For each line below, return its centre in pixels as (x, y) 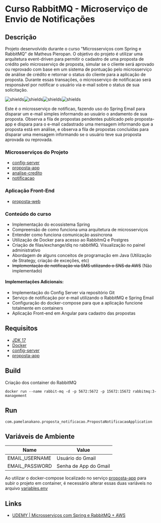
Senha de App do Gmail (83, 466)
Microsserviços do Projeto (37, 152)
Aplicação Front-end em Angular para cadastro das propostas (74, 313)
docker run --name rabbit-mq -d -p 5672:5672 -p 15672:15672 (68, 391)
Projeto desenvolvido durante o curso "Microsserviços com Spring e (73, 49)
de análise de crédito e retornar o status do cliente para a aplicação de (75, 74)
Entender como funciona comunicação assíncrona (62, 235)
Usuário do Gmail (76, 458)
